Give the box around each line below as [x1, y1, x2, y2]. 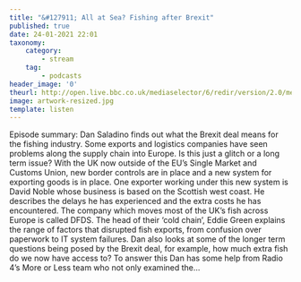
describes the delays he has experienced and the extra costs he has [9, 196, 262, 207]
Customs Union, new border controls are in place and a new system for [9, 167, 272, 178]
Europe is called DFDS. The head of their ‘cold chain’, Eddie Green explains [9, 215, 286, 226]
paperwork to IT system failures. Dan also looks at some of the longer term [9, 234, 286, 244]
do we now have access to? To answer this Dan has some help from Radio [9, 252, 284, 264]
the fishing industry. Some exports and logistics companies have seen [9, 139, 269, 150]
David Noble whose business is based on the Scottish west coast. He [9, 186, 265, 197]
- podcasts [41, 72, 82, 81]
